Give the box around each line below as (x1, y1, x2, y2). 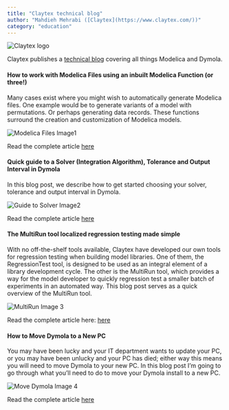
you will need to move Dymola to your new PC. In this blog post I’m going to (7, 362, 221, 370)
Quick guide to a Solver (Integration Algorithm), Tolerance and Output (7, 158, 210, 166)
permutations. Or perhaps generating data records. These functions (7, 108, 199, 116)
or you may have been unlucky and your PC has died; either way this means (7, 354, 222, 363)
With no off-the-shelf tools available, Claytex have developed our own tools (7, 245, 221, 253)
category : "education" (7, 23, 72, 30)
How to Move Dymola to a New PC (7, 332, 107, 340)
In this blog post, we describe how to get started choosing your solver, (7, 180, 208, 188)
